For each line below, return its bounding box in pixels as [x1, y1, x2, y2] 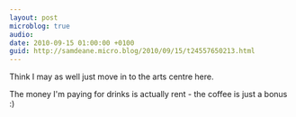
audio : [9, 30, 34, 39]
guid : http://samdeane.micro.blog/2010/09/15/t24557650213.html [9, 47, 256, 56]
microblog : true [9, 22, 70, 31]
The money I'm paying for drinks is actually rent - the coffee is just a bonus [9, 89, 288, 100]
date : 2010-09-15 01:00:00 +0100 [9, 38, 135, 48]
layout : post [9, 13, 58, 22]
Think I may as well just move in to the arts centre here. [9, 71, 214, 82]
